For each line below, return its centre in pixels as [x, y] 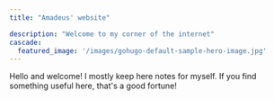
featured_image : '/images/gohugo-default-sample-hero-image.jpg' [142, 50]
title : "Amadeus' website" [60, 18]
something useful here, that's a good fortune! [93, 86]
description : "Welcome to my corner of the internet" [112, 34]
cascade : [26, 42]
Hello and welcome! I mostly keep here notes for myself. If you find [133, 77]
